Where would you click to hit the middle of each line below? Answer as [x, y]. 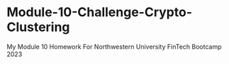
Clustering [38, 27]
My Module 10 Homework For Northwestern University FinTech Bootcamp [114, 46]
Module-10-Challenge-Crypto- [100, 12]
